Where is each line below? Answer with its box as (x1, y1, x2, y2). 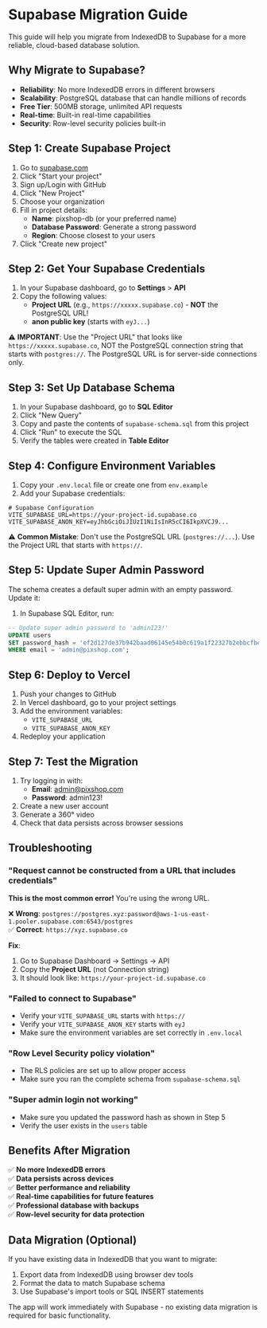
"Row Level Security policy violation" (8, 1048, 155, 1059)
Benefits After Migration (8, 1143, 131, 1157)
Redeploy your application (19, 731, 106, 742)
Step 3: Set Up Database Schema (8, 381, 176, 394)
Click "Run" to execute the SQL (19, 428, 122, 437)
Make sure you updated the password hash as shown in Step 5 (19, 1112, 226, 1122)
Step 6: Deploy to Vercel (8, 668, 131, 682)
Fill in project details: (19, 205, 88, 214)
